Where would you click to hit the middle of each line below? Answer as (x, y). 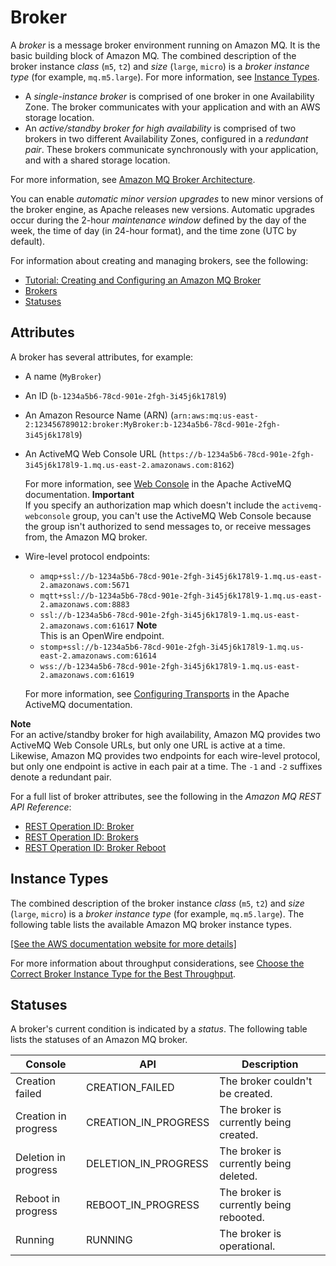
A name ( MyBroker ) (63, 376)
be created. (246, 1094)
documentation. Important (79, 494)
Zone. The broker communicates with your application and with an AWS (172, 107)
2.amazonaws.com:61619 (87, 675)
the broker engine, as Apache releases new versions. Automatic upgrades (162, 209)
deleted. (238, 1176)
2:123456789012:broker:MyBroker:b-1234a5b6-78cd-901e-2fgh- (152, 424)
